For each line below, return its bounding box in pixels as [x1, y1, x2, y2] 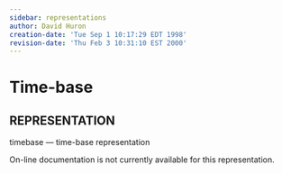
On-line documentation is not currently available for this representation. [9, 154, 275, 165]
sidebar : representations [9, 13, 106, 23]
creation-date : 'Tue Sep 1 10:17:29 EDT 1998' [9, 30, 187, 39]
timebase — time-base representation [9, 137, 150, 148]
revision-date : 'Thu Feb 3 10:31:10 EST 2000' [9, 38, 187, 48]
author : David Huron [9, 22, 87, 31]
